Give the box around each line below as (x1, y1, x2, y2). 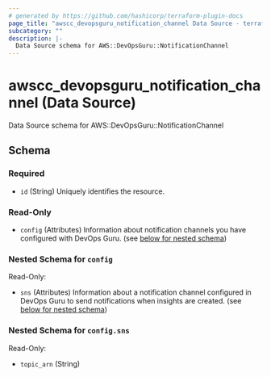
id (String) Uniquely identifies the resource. (19, 186, 165, 196)
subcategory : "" (8, 27, 63, 35)
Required (8, 168, 45, 179)
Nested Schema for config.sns (8, 325, 131, 336)
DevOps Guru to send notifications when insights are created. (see (19, 296, 242, 306)
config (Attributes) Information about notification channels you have (19, 225, 247, 235)
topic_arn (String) (19, 358, 81, 368)
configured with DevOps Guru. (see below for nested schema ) (19, 233, 227, 243)
